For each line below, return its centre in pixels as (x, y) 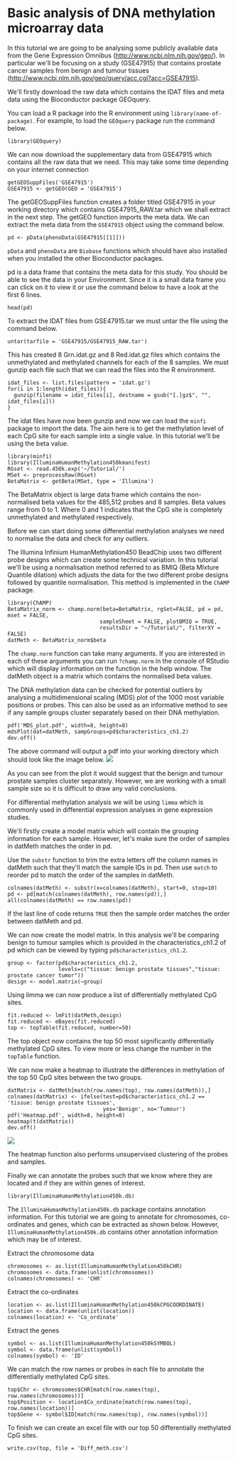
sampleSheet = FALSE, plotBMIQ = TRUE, (158, 622)
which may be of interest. (44, 1239)
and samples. (27, 1161)
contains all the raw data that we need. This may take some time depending (118, 162)
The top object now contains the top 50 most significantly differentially (111, 1041)
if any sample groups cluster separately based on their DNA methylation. (114, 712)
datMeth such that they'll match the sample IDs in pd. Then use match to (113, 867)
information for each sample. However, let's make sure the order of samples (119, 838)
